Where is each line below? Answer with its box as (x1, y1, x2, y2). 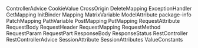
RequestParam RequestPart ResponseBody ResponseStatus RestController (6, 30, 188, 37)
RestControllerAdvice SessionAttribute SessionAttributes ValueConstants (6, 36, 183, 43)
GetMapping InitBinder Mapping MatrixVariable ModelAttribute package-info (6, 11, 192, 18)
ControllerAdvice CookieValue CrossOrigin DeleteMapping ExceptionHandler (6, 5, 192, 12)
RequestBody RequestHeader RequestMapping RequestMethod (6, 23, 161, 30)
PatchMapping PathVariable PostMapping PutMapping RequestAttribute (6, 18, 180, 24)
